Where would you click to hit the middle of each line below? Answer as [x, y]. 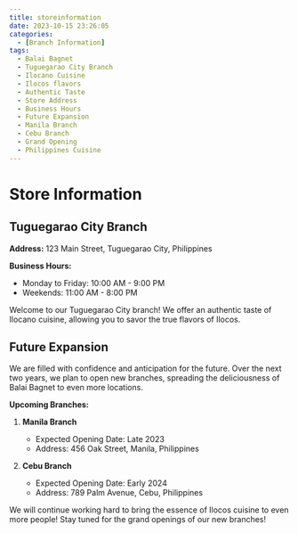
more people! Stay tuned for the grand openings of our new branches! [138, 520]
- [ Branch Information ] [61, 42]
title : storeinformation [55, 17]
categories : [31, 34]
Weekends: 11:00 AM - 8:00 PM [80, 292]
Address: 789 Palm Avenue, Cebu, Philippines [119, 493]
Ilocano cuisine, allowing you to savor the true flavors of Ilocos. [125, 319]
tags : [19, 51]
